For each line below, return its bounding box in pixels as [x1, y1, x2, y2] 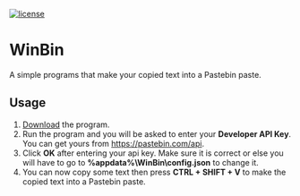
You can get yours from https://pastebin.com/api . [21, 138, 204, 149]
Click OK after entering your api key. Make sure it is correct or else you [21, 148, 284, 158]
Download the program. [21, 119, 110, 130]
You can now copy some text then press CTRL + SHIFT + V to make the [21, 166, 287, 177]
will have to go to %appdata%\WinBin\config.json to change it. [21, 157, 260, 167]
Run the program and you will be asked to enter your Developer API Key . [21, 128, 292, 139]
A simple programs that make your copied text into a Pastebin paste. [9, 69, 261, 80]
